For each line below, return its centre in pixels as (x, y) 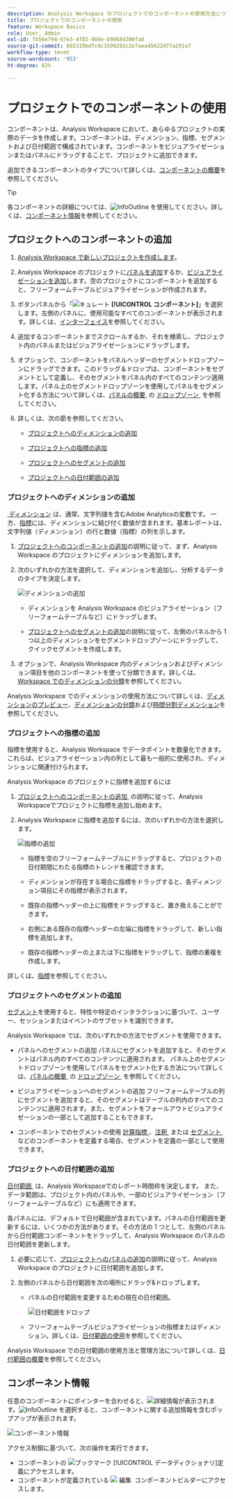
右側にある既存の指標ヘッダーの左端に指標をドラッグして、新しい (122, 928)
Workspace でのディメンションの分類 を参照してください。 (101, 681)
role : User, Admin (34, 33)
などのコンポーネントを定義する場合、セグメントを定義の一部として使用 (121, 1141)
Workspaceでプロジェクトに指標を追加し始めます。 (91, 805)
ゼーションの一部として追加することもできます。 (87, 1117)
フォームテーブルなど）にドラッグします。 (100, 616)
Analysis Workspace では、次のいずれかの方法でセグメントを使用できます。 (116, 1035)
